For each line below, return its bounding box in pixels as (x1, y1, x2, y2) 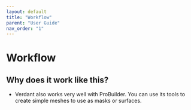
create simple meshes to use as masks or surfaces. (14, 97, 142, 105)
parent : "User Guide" (6, 20, 60, 26)
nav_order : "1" (6, 25, 44, 32)
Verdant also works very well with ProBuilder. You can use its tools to (14, 91, 186, 98)
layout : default (6, 8, 47, 15)
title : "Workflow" (6, 14, 52, 20)
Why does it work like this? (6, 75, 109, 85)
